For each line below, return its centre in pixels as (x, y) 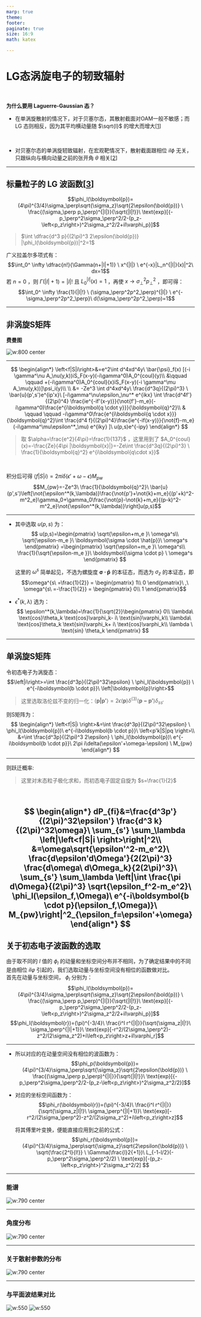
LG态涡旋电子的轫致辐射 (66, 76)
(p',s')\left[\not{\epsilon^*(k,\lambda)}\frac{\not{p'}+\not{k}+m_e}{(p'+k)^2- (100, 493)
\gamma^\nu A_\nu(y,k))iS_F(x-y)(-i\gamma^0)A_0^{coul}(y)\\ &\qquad (100, 376)
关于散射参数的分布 (34, 1259)
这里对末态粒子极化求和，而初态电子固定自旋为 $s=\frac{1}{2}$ (98, 781)
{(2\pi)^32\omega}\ (53, 830)
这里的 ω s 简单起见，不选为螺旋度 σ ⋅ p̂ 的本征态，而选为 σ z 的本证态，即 (104, 572)
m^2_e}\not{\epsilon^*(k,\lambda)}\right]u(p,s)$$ (100, 506)
